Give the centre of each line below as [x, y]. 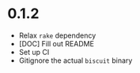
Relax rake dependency [57, 35]
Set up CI [34, 52]
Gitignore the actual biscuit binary [76, 60]
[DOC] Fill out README [56, 43]
